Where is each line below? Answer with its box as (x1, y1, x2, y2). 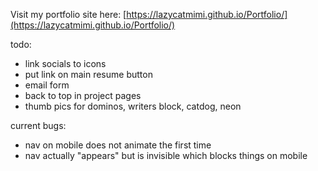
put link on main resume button (24, 69, 153, 80)
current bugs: (10, 120, 67, 131)
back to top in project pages (24, 90, 142, 101)
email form (24, 79, 70, 91)
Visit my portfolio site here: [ (10, 9, 127, 20)
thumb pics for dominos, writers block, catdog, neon (24, 100, 242, 112)
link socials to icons (24, 58, 107, 69)
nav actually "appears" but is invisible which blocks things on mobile (24, 150, 308, 161)
